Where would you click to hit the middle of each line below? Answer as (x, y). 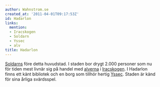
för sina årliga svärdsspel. (31, 79)
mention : (18, 28)
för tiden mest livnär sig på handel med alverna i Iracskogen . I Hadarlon (76, 69)
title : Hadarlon (21, 50)
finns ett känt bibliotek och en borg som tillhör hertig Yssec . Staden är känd (80, 74)
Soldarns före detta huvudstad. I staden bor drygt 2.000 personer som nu (79, 64)
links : (12, 23)
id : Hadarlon (18, 18)
